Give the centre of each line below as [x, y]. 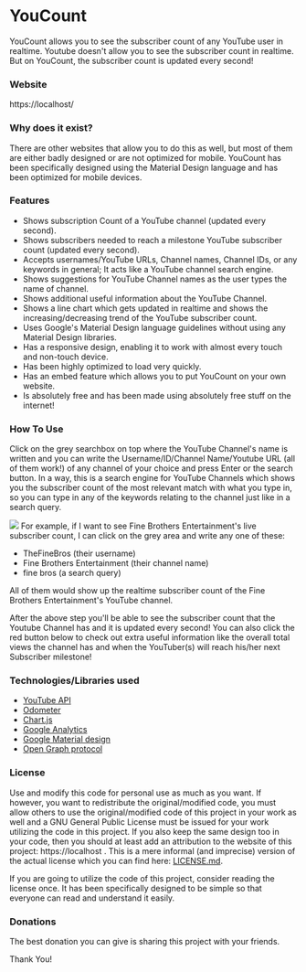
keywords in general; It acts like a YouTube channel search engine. [148, 269]
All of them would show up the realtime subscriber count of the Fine [137, 591]
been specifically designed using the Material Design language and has [144, 167]
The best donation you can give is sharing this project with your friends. [145, 942]
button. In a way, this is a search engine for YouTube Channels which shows [152, 478]
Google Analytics [55, 730]
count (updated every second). [81, 250]
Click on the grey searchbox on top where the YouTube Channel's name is [149, 449]
